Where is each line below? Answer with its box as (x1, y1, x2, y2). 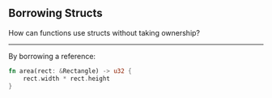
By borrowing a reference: (8, 51, 96, 61)
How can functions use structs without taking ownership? (8, 28, 201, 37)
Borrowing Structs (8, 6, 103, 20)
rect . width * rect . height (23, 75, 111, 83)
